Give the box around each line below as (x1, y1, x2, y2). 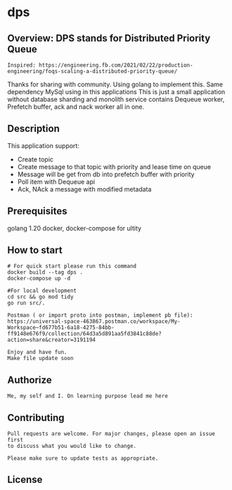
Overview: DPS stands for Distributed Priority (7, 32, 211, 44)
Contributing (7, 411, 65, 423)
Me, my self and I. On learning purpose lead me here (7, 392, 169, 400)
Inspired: (7, 62, 37, 69)
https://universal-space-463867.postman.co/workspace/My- (7, 318, 181, 325)
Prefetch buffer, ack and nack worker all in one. (7, 102, 145, 111)
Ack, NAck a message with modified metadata (17, 185, 152, 193)
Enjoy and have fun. (7, 349, 68, 356)
